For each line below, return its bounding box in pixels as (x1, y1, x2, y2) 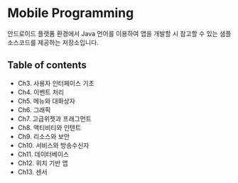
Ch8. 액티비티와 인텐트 (17, 123, 82, 132)
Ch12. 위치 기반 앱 (17, 158, 69, 167)
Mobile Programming (7, 5, 134, 21)
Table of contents (7, 59, 87, 72)
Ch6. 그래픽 (17, 105, 51, 114)
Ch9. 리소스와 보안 (17, 132, 70, 140)
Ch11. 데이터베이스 (17, 150, 70, 158)
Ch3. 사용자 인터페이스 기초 (17, 79, 94, 87)
